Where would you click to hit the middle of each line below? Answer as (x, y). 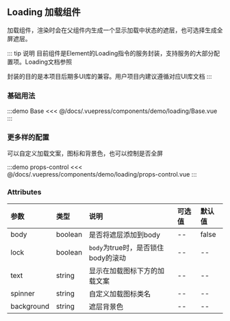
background (30, 306)
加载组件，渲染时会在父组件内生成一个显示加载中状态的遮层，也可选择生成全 (115, 30)
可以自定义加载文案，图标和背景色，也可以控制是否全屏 (85, 153)
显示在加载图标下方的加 (127, 270)
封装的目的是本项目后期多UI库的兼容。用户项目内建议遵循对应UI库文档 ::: (110, 76)
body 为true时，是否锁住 (126, 247)
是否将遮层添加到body (125, 235)
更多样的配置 (28, 138)
